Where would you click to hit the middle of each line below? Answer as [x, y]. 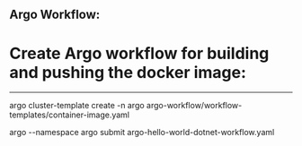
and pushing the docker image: [128, 72]
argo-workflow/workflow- [195, 106]
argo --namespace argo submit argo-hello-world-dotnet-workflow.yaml [142, 133]
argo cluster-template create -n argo [77, 106]
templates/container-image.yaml [70, 115]
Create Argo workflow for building [139, 53]
